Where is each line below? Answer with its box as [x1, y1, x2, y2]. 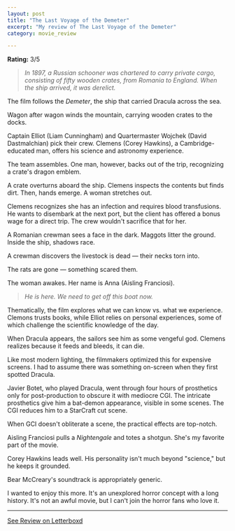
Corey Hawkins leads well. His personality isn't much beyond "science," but [7, 455, 226, 463]
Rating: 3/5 [7, 55, 41, 64]
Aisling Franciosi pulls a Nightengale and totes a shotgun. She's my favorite [7, 434, 225, 442]
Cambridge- [179, 139, 215, 148]
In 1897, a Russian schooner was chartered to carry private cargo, [24, 69, 215, 77]
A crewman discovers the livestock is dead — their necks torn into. [7, 251, 200, 260]
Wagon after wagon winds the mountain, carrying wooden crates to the [7, 111, 213, 119]
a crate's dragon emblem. [7, 167, 82, 176]
